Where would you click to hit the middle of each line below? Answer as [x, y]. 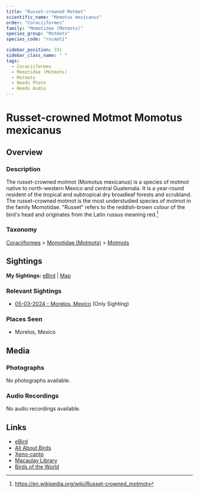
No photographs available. [38, 380]
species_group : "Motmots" [38, 34]
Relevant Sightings [34, 291]
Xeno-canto [29, 454]
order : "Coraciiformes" [36, 23]
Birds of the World [37, 467]
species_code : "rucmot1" [37, 39]
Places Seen [24, 319]
